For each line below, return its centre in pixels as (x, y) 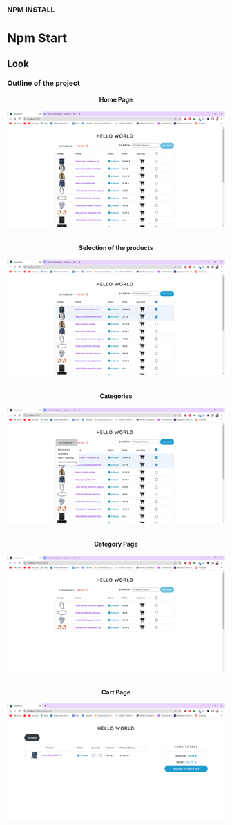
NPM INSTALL (31, 10)
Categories (116, 396)
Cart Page (116, 692)
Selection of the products (116, 247)
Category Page (116, 544)
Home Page (116, 100)
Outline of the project (44, 83)
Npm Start (37, 38)
